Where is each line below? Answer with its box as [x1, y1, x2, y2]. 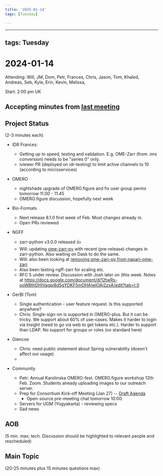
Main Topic [5, 452, 40, 460]
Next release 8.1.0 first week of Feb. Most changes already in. [19, 215, 143, 220]
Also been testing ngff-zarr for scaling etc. [19, 267, 105, 273]
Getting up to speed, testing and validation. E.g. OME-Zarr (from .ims [19, 151, 157, 157]
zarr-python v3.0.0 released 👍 [19, 239, 81, 245]
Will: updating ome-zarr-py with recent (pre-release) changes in [19, 246, 148, 252]
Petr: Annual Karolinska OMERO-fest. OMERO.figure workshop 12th [19, 375, 154, 381]
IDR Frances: [12, 142, 38, 147]
